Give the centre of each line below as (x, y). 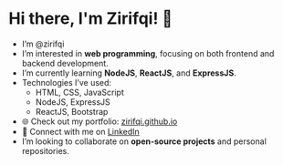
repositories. (45, 150)
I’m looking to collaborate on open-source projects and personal (144, 141)
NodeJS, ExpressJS (73, 102)
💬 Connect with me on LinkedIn (81, 131)
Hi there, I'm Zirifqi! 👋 (91, 19)
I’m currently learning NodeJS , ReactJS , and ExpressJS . (129, 73)
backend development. (65, 63)
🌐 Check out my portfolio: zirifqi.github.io (100, 121)
